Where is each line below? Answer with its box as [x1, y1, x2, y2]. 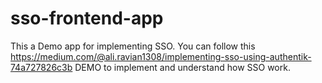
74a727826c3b [10, 61, 73, 73]
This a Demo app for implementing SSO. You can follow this [10, 40, 256, 52]
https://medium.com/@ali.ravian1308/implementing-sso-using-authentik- [10, 50, 312, 62]
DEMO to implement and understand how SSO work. [74, 61, 291, 73]
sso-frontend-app [10, 7, 164, 30]
